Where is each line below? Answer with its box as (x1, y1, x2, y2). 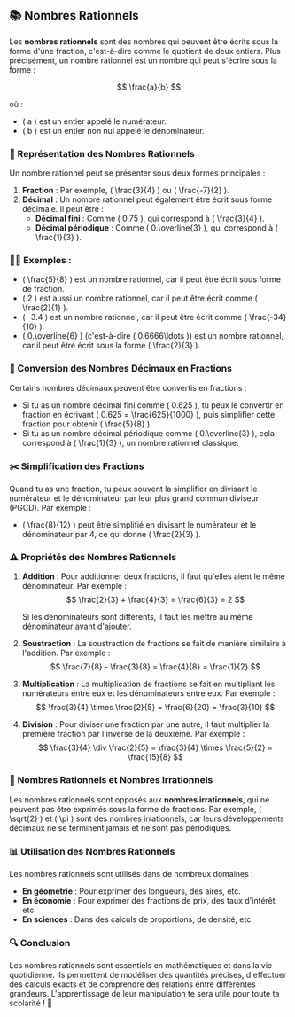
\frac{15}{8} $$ (128, 752, 183, 763)
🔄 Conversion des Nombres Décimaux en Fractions (9, 363, 233, 375)
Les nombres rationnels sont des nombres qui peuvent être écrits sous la (9, 35, 279, 47)
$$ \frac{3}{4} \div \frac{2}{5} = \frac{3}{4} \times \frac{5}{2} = (38, 742, 273, 753)
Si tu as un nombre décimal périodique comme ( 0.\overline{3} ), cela (21, 427, 275, 438)
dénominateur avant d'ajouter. (21, 621, 132, 632)
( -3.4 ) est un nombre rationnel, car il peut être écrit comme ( (21, 312, 248, 323)
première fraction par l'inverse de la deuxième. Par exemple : (21, 729, 245, 739)
